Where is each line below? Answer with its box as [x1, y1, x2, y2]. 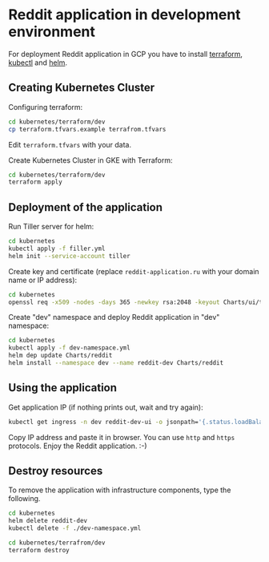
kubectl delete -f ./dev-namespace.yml [8, 524, 142, 532]
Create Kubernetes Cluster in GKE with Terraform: [8, 155, 173, 165]
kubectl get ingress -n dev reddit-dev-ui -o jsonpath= [8, 418, 199, 426]
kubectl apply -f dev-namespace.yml [8, 344, 130, 352]
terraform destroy [8, 546, 70, 554]
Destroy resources [8, 464, 103, 478]
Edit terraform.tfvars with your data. [8, 139, 132, 149]
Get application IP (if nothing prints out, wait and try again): [8, 402, 203, 412]
